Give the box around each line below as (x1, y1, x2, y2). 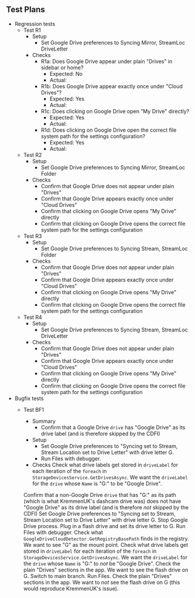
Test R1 (23, 26, 41, 33)
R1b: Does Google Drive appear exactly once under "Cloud (41, 82, 183, 90)
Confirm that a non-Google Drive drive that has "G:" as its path (23, 491, 176, 498)
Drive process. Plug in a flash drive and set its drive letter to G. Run (23, 522, 186, 529)
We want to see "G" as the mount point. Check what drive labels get (23, 541, 189, 548)
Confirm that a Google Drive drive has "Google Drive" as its (41, 424, 186, 431)
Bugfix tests (14, 395, 44, 402)
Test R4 (23, 314, 42, 321)
